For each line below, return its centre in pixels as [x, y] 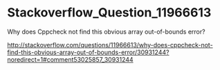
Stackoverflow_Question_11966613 [109, 13]
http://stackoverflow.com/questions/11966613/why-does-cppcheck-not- [110, 45]
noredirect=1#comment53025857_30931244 [70, 59]
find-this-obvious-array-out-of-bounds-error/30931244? [88, 52]
